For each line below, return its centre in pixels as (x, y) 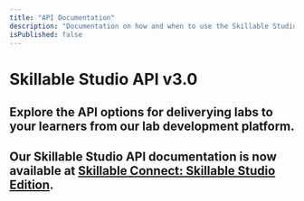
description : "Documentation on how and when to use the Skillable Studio (153, 26)
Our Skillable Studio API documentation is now (143, 157)
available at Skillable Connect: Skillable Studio (142, 171)
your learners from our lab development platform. (152, 126)
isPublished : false (46, 34)
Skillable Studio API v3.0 (104, 79)
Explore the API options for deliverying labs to (141, 112)
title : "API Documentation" (62, 18)
